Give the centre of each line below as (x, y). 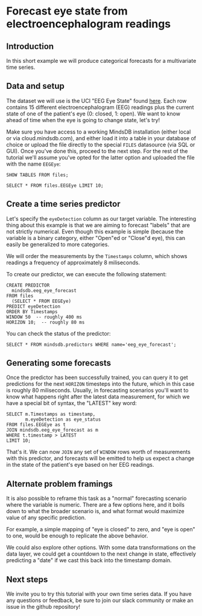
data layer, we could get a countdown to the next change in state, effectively (101, 554)
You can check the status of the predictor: (58, 333)
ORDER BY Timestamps (32, 312)
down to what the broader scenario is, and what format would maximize (96, 511)
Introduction (30, 46)
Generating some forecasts (59, 363)
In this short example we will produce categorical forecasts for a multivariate (101, 61)
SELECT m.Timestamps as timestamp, (51, 414)
